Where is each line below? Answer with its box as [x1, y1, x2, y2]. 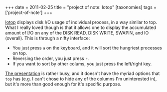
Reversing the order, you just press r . [12, 55, 89, 61]
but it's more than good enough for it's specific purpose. [5, 81, 122, 87]
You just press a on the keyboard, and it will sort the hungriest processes [12, 45, 162, 50]
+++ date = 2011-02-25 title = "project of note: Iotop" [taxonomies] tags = [5, 4, 157, 10]
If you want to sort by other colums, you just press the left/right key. [12, 61, 152, 66]
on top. [12, 50, 27, 56]
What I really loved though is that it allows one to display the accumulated [5, 24, 156, 30]
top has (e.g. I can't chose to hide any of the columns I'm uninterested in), [5, 76, 157, 81]
